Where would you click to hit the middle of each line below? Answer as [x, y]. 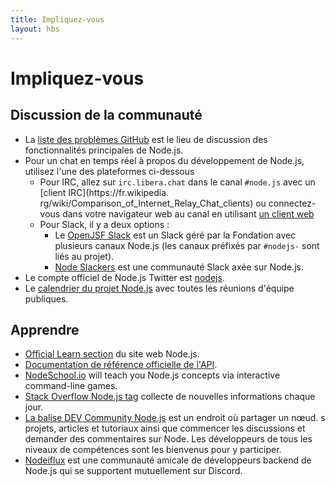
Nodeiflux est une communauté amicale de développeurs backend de [168, 460]
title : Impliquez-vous [57, 19]
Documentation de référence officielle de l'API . [121, 365]
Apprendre [45, 329]
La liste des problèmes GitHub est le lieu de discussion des [146, 139]
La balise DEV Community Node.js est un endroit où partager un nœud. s [175, 418]
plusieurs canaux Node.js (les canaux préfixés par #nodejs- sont [187, 245]
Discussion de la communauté [106, 115]
